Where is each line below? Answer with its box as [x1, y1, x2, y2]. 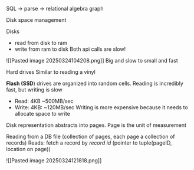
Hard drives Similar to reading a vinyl [6, 68, 96, 76]
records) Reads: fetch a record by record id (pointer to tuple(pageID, [6, 139, 172, 146]
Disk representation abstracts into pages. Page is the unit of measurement [6, 122, 187, 129]
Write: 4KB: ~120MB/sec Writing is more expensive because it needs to [14, 104, 188, 111]
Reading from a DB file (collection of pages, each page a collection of [6, 133, 175, 140]
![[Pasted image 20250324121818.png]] [6, 157, 102, 164]
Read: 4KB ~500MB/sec [14, 97, 74, 104]
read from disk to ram [14, 40, 68, 46]
